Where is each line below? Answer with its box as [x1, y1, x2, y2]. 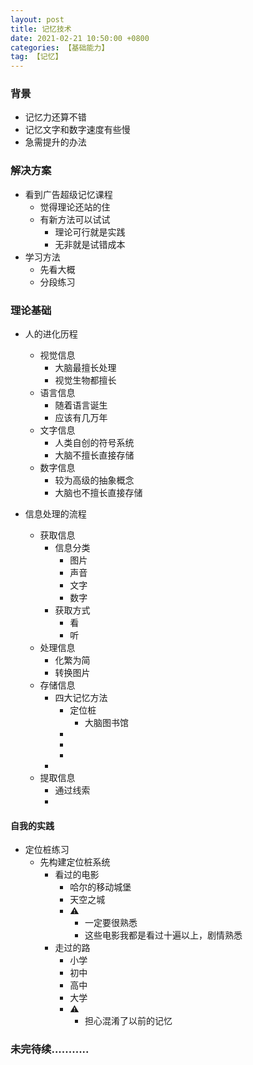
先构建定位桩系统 [39, 856, 111, 868]
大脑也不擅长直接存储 [54, 487, 143, 499]
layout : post [10, 14, 65, 25]
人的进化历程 [24, 328, 78, 340]
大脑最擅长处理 [54, 362, 117, 374]
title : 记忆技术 [10, 24, 72, 34]
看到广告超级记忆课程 [24, 188, 113, 200]
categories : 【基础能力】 [10, 42, 110, 53]
